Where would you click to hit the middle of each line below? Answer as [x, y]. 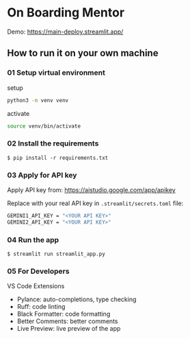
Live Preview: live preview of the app [69, 329]
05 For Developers [38, 271]
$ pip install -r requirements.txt [58, 158]
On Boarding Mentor [66, 13]
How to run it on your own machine [83, 53]
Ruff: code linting [41, 307]
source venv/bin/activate [44, 126]
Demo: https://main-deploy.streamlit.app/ [65, 32]
